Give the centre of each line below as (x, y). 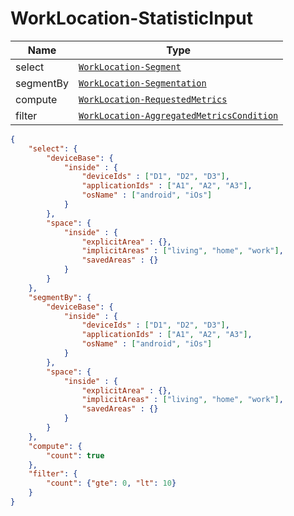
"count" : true (75, 455)
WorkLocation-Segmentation (142, 83)
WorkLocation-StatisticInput (131, 18)
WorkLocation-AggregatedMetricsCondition (178, 115)
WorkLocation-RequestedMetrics (153, 99)
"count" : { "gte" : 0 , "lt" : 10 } (111, 483)
